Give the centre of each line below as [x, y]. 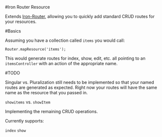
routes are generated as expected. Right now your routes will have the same [81, 87]
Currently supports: [24, 121]
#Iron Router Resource [27, 7]
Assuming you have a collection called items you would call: [65, 40]
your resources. [21, 22]
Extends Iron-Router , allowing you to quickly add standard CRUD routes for [80, 16]
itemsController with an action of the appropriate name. [61, 63]
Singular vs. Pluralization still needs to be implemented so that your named [80, 82]
